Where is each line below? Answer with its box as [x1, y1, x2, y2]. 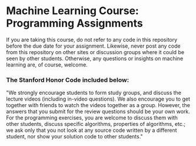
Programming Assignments [6, 16, 143, 30]
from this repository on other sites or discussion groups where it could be [6, 48, 184, 55]
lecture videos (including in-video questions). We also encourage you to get [6, 95, 190, 102]
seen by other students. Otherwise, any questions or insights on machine [6, 55, 184, 62]
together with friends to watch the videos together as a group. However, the [6, 102, 190, 109]
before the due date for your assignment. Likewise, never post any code [6, 42, 181, 49]
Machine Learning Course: [6, 4, 139, 18]
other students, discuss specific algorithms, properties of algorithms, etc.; [6, 121, 186, 128]
